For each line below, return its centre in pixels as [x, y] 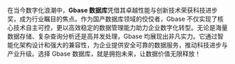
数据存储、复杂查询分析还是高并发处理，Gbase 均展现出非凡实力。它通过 [113, 36]
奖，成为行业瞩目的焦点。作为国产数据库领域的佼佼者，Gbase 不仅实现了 [113, 19]
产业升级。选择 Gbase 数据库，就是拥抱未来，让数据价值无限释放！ [104, 54]
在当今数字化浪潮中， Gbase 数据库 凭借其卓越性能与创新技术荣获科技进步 [113, 10]
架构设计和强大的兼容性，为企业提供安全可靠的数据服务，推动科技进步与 [123, 45]
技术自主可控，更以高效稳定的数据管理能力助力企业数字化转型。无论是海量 [120, 27]
